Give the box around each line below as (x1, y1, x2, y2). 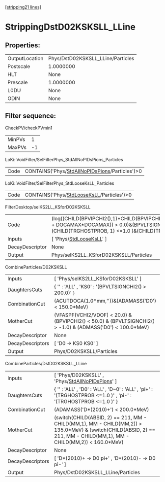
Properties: (5, 41, 40, 49)
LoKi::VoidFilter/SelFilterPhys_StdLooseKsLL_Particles (5, 180, 114, 186)
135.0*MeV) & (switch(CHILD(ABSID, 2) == (54, 426, 156, 433)
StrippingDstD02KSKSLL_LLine (5, 22, 136, 33)
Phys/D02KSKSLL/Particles (54, 347, 118, 354)
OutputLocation (7, 55, 44, 62)
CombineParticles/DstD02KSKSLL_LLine (5, 360, 87, 366)
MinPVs (7, 136, 26, 142)
